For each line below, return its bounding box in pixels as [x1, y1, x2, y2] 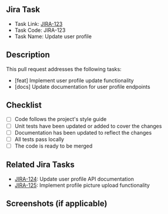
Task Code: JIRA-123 [14, 26, 66, 34]
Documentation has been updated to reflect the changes [14, 129, 152, 136]
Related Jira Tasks [6, 160, 75, 170]
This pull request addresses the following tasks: [6, 65, 122, 72]
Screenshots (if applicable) [6, 198, 107, 208]
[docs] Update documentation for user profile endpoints [14, 83, 151, 90]
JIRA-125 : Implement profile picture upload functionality [14, 182, 150, 189]
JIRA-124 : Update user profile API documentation [14, 175, 134, 182]
